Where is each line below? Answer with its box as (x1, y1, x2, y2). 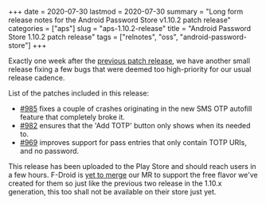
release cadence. (8, 73, 65, 82)
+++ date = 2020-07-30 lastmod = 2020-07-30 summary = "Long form (8, 7, 244, 16)
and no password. (19, 147, 80, 155)
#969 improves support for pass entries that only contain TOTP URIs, (19, 138, 247, 147)
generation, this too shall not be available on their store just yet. (8, 187, 217, 196)
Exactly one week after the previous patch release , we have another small (8, 56, 251, 65)
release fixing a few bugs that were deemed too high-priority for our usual (8, 65, 252, 74)
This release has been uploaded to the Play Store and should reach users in (8, 162, 256, 171)
